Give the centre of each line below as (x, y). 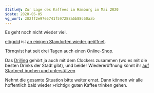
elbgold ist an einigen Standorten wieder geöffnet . (56, 42)
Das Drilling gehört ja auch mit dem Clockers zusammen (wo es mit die (76, 61)
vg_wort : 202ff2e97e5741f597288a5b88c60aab (50, 18)
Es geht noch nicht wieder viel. (36, 32)
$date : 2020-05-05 (24, 14)
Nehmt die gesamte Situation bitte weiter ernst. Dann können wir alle (74, 80)
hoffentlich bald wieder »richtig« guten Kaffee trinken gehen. (66, 85)
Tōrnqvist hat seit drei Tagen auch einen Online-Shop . (59, 51)
